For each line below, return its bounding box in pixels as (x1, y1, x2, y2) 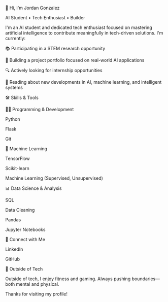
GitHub (5, 256, 20, 262)
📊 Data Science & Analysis (5, 185, 62, 191)
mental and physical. (16, 281, 59, 287)
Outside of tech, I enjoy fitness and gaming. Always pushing (5, 276, 131, 282)
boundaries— (131, 276, 160, 282)
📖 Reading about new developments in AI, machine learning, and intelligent (5, 79, 162, 85)
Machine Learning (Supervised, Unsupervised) (5, 175, 103, 181)
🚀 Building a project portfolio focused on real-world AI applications (5, 57, 145, 63)
